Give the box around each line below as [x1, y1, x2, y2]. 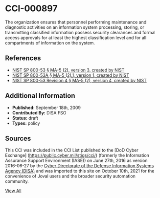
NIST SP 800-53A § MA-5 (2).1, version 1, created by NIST [12, 72, 130, 78]
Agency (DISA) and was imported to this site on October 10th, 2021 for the [5, 168, 155, 174]
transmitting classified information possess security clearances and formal [5, 29, 156, 35]
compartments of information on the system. [5, 40, 95, 45]
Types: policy [12, 120, 40, 126]
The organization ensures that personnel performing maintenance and [5, 19, 147, 25]
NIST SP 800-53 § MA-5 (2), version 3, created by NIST [12, 67, 125, 73]
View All [5, 188, 22, 194]
